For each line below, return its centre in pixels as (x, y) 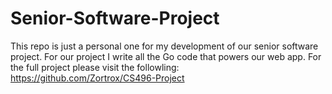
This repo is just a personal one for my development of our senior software (164, 46)
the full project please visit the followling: (95, 67)
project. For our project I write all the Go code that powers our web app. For (166, 56)
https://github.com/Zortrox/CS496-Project (97, 78)
